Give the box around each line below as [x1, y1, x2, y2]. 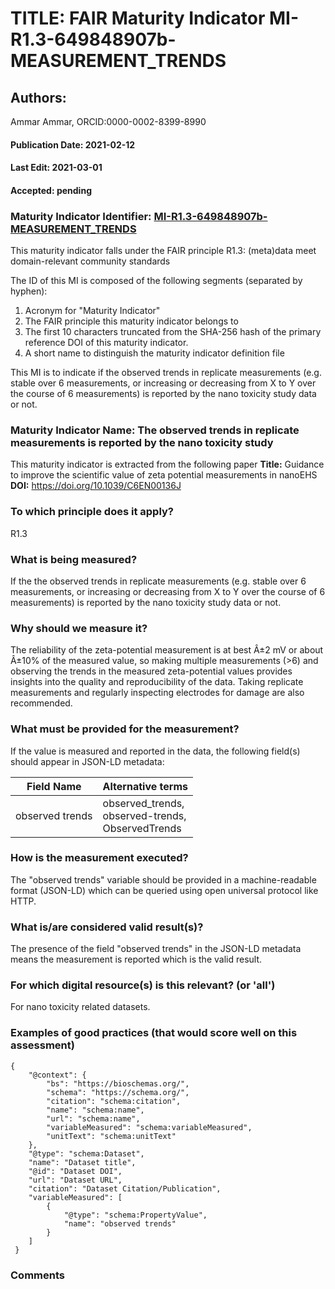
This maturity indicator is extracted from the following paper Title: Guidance [10, 458, 325, 471]
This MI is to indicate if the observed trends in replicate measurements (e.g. [10, 367, 322, 379]
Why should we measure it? [10, 621, 148, 635]
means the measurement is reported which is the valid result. [10, 953, 263, 966]
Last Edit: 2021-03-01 [10, 162, 103, 174]
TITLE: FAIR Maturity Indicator [10, 7, 266, 30]
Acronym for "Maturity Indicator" [24, 305, 161, 317]
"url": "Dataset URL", [28, 1175, 123, 1185]
